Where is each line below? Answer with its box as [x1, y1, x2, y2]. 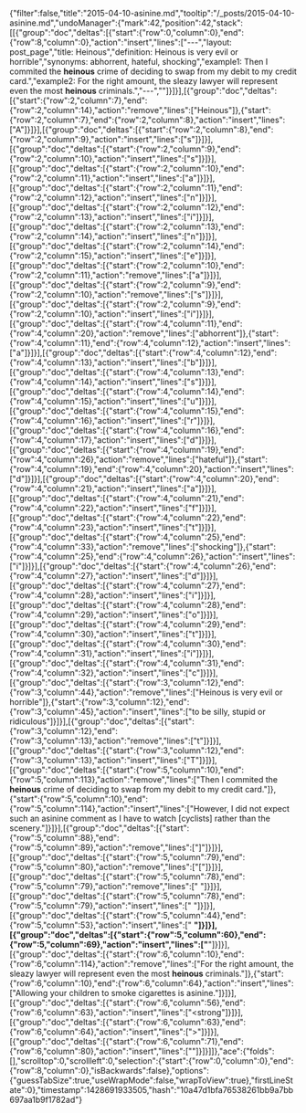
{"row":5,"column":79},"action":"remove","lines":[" [9, 881, 199, 891]
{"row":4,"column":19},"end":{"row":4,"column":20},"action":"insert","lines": [9, 464, 294, 474]
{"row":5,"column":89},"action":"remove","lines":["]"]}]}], [9, 842, 224, 853]
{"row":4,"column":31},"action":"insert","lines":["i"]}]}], [9, 648, 215, 658]
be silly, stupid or [201, 707, 267, 717]
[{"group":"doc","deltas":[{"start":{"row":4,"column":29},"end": [9, 619, 247, 629]
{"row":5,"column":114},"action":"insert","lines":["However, [9, 803, 230, 814]
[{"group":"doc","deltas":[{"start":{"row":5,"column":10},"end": [9, 764, 245, 775]
